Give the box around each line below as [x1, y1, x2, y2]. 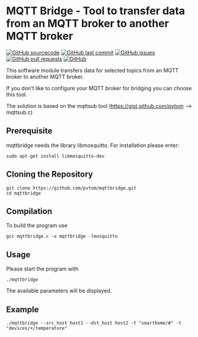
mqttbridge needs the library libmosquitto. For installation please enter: [6, 141, 180, 149]
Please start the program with [6, 265, 79, 272]
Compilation [6, 206, 52, 216]
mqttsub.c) [6, 109, 33, 116]
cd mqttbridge [6, 190, 41, 196]
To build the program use [6, 222, 68, 229]
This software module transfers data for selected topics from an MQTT [6, 66, 179, 74]
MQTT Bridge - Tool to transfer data [6, 4, 186, 18]
